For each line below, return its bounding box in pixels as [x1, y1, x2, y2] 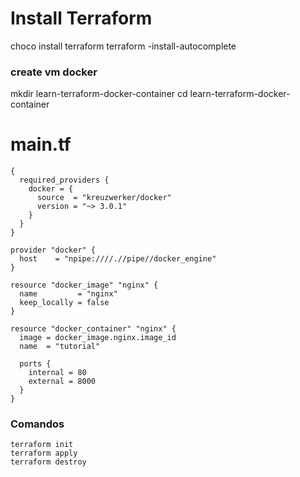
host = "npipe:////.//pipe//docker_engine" [19, 254, 217, 264]
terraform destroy [10, 457, 87, 467]
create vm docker [10, 65, 98, 79]
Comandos [10, 417, 65, 431]
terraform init [10, 440, 74, 450]
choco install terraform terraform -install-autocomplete [10, 40, 237, 52]
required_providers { [19, 175, 110, 186]
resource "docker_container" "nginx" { [10, 324, 177, 334]
